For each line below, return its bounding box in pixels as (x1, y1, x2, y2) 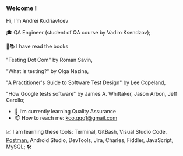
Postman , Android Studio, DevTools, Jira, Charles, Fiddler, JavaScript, (6, 137, 174, 144)
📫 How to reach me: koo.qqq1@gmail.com (14, 115, 118, 122)
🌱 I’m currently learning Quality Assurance (14, 108, 117, 115)
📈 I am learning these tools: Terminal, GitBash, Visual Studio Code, (6, 129, 167, 136)
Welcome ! (6, 4, 37, 12)
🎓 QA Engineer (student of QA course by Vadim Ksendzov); (6, 29, 151, 36)
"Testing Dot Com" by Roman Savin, (6, 57, 93, 64)
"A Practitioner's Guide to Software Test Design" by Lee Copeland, (6, 79, 166, 86)
